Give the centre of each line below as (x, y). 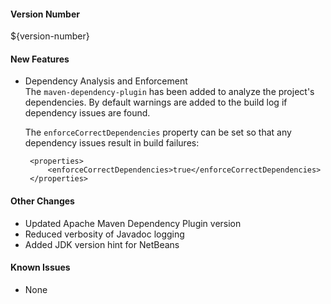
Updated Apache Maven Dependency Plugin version (133, 223)
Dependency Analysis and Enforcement (106, 81)
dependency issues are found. (87, 113)
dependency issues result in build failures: (112, 143)
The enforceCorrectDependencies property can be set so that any (158, 132)
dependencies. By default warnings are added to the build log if (156, 102)
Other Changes (42, 201)
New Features (40, 59)
